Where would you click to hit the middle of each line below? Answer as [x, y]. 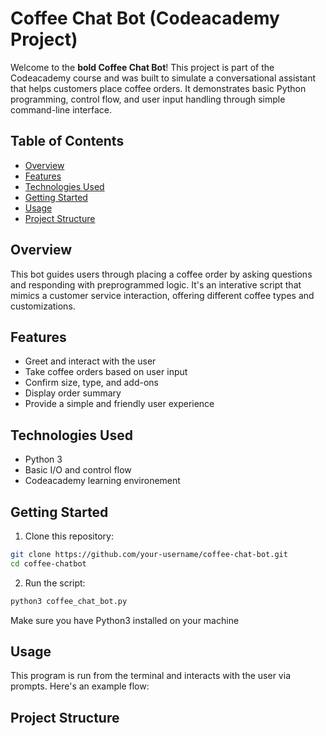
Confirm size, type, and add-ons [91, 383]
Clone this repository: [69, 536]
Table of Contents [67, 141]
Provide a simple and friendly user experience [119, 404]
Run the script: [55, 583]
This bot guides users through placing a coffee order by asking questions [161, 274]
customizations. [43, 306]
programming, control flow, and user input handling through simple [148, 99]
